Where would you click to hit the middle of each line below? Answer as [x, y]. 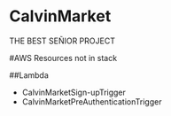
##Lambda [29, 75]
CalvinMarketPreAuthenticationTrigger [92, 101]
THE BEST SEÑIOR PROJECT [62, 41]
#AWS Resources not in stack [63, 58]
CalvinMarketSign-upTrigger [74, 92]
